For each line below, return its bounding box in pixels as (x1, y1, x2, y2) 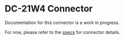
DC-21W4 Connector (4, 3, 93, 14)
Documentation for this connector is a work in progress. (4, 19, 120, 25)
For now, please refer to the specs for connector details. (4, 29, 120, 35)
